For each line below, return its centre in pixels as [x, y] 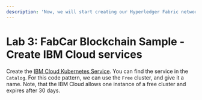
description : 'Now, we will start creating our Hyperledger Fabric [93, 12]
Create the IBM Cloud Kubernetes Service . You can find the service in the [97, 71]
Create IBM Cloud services [74, 54]
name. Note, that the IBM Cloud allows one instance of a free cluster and [96, 84]
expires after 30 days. [33, 90]
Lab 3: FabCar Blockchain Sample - [96, 41]
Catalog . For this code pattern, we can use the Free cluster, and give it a [95, 77]
